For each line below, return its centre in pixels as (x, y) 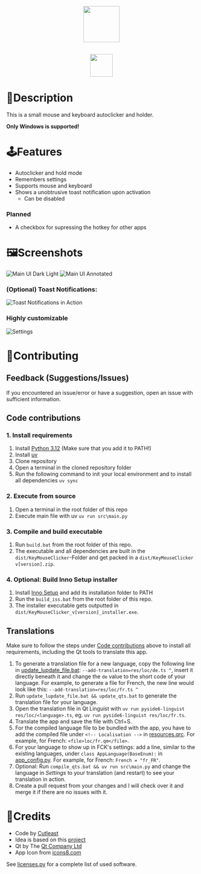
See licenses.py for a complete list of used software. (72, 864)
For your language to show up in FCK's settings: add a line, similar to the (105, 747)
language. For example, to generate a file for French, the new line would (104, 683)
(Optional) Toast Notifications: (52, 290)
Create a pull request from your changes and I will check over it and (99, 786)
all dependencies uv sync (46, 481)
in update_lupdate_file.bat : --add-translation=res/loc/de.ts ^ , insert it (104, 670)
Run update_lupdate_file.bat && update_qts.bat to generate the (96, 696)
